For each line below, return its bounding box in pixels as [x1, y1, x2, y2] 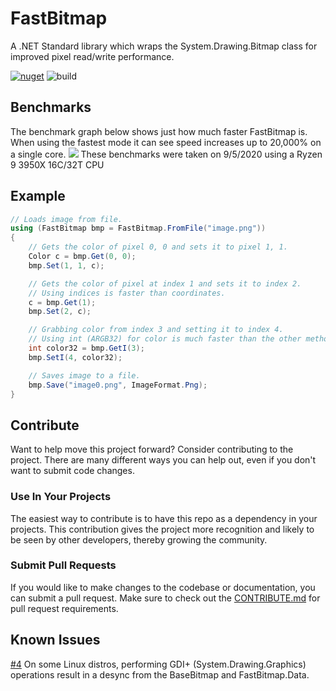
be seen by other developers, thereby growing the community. [10, 533, 268, 546]
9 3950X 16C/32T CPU [10, 158, 105, 171]
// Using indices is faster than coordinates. [28, 288, 226, 298]
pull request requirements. [10, 602, 119, 614]
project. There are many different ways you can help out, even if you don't [10, 454, 317, 466]
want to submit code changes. [10, 465, 135, 477]
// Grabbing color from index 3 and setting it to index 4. [28, 325, 284, 335]
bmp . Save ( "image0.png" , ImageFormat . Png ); [28, 380, 208, 390]
